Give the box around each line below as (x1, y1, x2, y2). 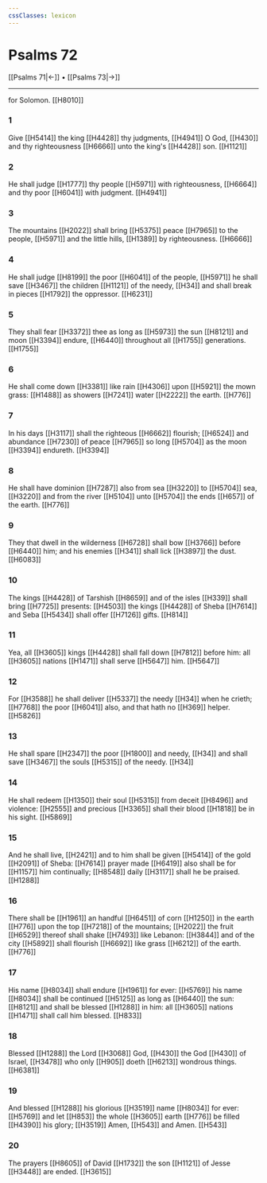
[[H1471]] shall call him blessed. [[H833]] (8, 1010, 142, 1020)
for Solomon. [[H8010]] (8, 95, 84, 104)
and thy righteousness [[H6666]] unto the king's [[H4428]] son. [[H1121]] (8, 141, 248, 151)
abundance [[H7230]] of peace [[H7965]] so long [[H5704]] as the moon (8, 437, 247, 446)
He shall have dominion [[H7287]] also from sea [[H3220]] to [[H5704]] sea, (8, 483, 257, 492)
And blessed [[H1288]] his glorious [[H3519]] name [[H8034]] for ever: (8, 1103, 240, 1113)
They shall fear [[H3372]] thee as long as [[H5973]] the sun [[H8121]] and (8, 327, 249, 337)
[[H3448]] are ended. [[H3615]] (8, 1166, 112, 1176)
